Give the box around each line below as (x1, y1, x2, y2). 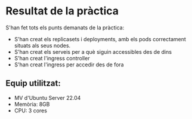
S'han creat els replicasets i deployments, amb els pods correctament (14, 35, 186, 42)
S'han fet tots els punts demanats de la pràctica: (5, 24, 125, 31)
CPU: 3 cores (14, 106, 47, 114)
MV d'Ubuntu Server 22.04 (14, 94, 81, 101)
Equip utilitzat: (5, 78, 61, 89)
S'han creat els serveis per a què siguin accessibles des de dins (14, 48, 172, 55)
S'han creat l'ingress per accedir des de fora (14, 61, 124, 68)
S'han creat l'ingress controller (14, 54, 90, 62)
